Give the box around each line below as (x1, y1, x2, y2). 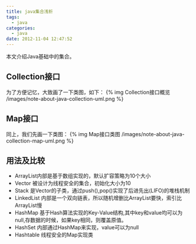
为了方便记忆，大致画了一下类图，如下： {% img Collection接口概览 (6, 88, 170, 95)
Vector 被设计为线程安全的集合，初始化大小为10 (14, 180, 131, 187)
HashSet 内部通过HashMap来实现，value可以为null (14, 224, 139, 231)
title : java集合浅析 (6, 8, 53, 15)
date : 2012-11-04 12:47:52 (6, 36, 73, 42)
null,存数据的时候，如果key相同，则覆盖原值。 (14, 216, 127, 224)
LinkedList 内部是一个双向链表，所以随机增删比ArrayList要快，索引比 (14, 194, 182, 202)
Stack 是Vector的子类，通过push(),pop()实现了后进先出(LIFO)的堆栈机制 (14, 187, 190, 194)
